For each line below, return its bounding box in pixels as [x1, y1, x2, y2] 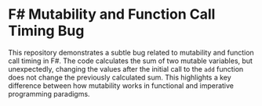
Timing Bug [8, 22, 85, 40]
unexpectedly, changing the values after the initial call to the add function [8, 64, 244, 73]
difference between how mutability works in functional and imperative [8, 80, 234, 90]
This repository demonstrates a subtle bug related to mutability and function [8, 48, 255, 57]
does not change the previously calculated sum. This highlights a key [8, 72, 231, 82]
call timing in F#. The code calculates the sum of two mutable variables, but [8, 56, 253, 65]
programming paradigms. [8, 89, 90, 98]
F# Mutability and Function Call [8, 5, 216, 23]
